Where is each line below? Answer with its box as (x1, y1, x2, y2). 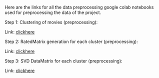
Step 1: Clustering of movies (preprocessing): (4, 19, 98, 25)
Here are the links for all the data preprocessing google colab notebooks (4, 4, 154, 10)
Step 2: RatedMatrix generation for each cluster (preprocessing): (4, 38, 138, 44)
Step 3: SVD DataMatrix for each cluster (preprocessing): (4, 58, 123, 64)
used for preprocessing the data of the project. (4, 9, 101, 15)
